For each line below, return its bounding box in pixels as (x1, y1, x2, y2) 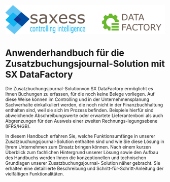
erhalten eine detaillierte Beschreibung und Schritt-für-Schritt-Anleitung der (5, 165, 164, 171)
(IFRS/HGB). (5, 123, 31, 129)
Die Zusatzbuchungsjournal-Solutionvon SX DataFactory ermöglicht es (5, 85, 153, 91)
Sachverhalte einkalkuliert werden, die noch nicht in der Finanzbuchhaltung (5, 101, 163, 107)
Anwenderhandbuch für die (5, 47, 124, 58)
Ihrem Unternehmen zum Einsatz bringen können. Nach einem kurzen (5, 143, 151, 150)
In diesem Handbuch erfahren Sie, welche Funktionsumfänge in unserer (5, 133, 156, 139)
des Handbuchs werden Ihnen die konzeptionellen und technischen (5, 155, 146, 161)
